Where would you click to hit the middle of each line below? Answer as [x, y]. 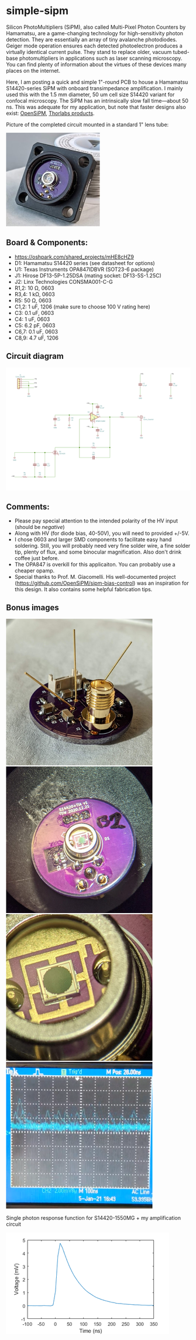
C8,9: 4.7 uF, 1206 [36, 338]
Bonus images [33, 608]
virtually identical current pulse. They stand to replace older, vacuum [89, 52]
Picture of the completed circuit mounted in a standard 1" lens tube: [87, 124]
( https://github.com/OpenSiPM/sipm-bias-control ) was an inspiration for [102, 583]
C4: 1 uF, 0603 [32, 319]
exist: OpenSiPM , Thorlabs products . [50, 113]
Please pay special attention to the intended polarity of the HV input [96, 521]
